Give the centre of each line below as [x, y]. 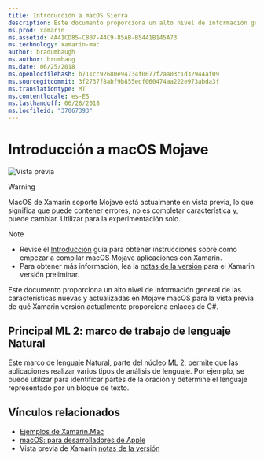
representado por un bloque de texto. [69, 388]
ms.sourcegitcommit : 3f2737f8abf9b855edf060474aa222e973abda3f [114, 81]
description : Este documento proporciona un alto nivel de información [128, 23]
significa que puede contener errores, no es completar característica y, [123, 210]
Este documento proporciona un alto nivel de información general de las [125, 289]
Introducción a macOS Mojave [108, 150]
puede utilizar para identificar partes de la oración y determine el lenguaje [128, 379]
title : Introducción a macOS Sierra [68, 15]
